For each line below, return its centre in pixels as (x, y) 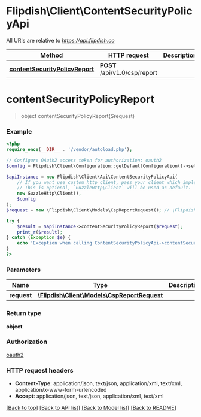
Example (19, 131)
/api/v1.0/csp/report (128, 72)
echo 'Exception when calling (55, 243)
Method (52, 55)
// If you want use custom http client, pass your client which (99, 182)
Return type (24, 313)
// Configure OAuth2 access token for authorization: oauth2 (84, 160)
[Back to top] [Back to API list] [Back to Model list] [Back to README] (91, 408)
